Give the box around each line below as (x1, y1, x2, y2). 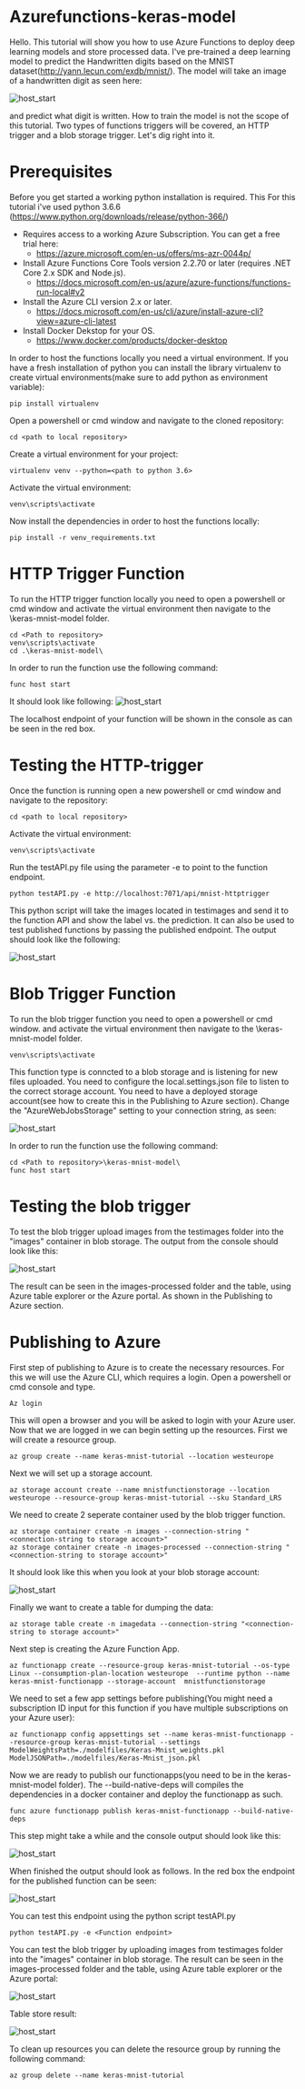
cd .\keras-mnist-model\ (9, 646, 103, 656)
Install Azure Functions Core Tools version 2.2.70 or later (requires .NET (22, 257, 292, 268)
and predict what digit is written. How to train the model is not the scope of (9, 110, 290, 121)
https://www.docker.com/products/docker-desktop (35, 335, 228, 346)
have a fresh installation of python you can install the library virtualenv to (9, 362, 281, 373)
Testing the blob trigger (9, 1196, 192, 1216)
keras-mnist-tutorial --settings (74, 1737, 202, 1747)
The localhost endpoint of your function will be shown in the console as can (9, 713, 293, 724)
